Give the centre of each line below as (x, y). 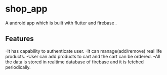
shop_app (26, 9)
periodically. (18, 67)
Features (19, 39)
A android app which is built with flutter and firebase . (61, 23)
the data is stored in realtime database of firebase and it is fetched (75, 62)
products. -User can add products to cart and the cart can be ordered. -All (83, 56)
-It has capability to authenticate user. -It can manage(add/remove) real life (84, 51)
